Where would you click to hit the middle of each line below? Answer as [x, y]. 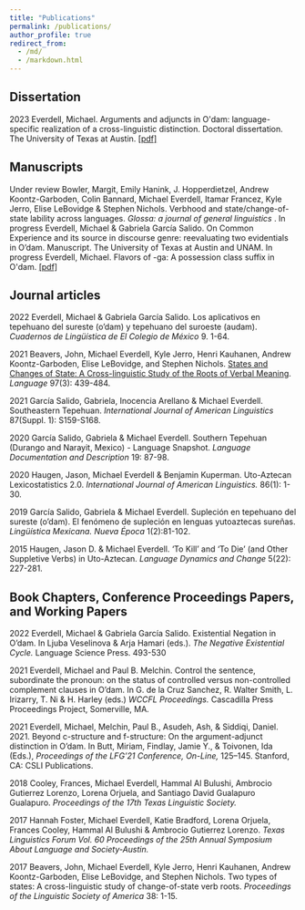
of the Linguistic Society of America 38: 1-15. [94, 896]
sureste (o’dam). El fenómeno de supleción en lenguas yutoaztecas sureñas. [152, 522]
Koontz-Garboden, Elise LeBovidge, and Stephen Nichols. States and [139, 364]
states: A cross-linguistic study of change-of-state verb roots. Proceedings [150, 886]
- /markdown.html [51, 60]
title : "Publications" [52, 18]
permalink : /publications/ [61, 26]
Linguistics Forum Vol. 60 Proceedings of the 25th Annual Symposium [141, 840]
